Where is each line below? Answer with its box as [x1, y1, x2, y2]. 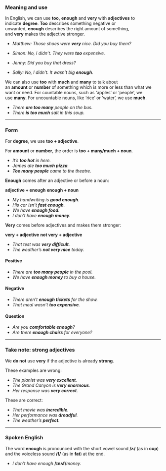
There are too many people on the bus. [12, 105, 93, 111]
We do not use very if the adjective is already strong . [5, 357, 115, 363]
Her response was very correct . [12, 387, 78, 393]
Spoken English [5, 434, 43, 441]
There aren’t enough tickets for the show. [12, 296, 98, 302]
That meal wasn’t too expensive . [12, 302, 81, 307]
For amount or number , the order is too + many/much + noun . [5, 148, 133, 154]
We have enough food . [12, 207, 60, 213]
